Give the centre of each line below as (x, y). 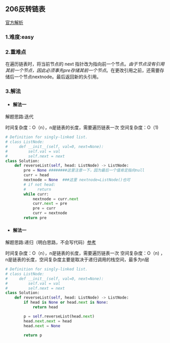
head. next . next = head (48, 321)
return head (45, 307)
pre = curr (44, 208)
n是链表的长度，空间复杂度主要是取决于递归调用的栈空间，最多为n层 (77, 260)
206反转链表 (26, 9)
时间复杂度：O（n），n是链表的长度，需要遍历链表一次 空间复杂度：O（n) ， (85, 253)
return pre (35, 218)
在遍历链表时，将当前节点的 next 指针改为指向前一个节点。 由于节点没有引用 (85, 64)
